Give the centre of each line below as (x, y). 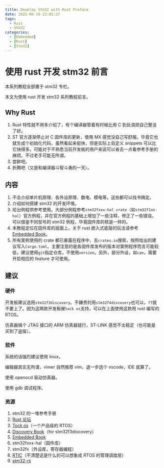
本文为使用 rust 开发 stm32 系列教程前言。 (48, 97)
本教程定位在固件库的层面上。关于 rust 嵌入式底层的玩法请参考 (75, 228)
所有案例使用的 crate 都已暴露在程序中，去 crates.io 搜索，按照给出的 (82, 240)
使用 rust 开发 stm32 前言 (57, 72)
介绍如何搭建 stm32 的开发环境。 (46, 203)
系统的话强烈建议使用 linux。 (34, 357)
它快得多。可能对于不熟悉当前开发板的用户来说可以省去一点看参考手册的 (85, 149)
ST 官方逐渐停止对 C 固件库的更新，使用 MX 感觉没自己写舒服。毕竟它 (83, 137)
